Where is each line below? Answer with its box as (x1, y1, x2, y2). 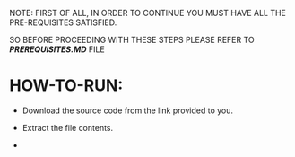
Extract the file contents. (22, 122, 114, 133)
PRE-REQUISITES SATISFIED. (9, 17, 117, 28)
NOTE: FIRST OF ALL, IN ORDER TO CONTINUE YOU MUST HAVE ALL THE (9, 8, 287, 18)
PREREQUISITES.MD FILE (9, 44, 105, 55)
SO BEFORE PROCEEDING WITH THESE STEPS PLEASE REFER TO (9, 35, 256, 45)
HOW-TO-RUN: (9, 75, 124, 96)
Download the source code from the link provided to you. (22, 105, 234, 116)
